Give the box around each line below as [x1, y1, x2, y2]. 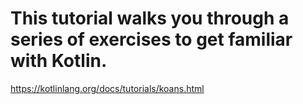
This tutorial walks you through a [10, 7, 290, 30]
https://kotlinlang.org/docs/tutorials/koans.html [10, 82, 205, 94]
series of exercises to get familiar [10, 28, 293, 51]
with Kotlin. [10, 50, 108, 72]
